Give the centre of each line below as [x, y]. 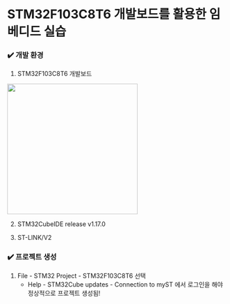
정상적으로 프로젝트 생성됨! [64, 293]
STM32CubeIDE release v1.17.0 [61, 224]
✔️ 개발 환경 [25, 55]
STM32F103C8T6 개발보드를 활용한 [107, 14]
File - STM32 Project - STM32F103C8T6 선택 [81, 275]
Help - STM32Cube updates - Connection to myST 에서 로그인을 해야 [125, 284]
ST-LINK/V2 [34, 238]
